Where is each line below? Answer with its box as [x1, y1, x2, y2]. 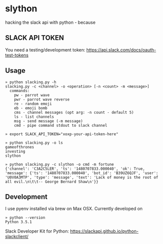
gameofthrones [5, 145, 35, 149]
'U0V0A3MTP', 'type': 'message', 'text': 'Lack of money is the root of [5, 175, 159, 180]
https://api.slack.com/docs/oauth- [86, 47, 157, 52]
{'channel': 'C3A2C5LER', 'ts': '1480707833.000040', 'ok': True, [5, 166, 145, 171]
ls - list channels [14, 114, 54, 119]
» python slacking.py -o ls [5, 140, 63, 145]
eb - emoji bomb [14, 105, 48, 110]
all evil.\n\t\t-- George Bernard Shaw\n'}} [5, 179, 99, 184]
